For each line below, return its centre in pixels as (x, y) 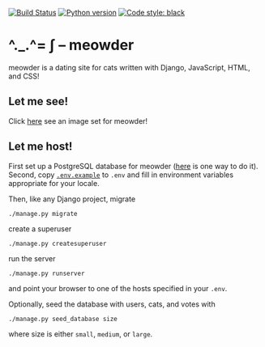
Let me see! (38, 102)
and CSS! (24, 76)
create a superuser (40, 229)
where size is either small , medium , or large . (81, 334)
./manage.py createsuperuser (58, 243)
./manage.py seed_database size (63, 319)
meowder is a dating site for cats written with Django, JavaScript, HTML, (130, 67)
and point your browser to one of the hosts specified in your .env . (118, 288)
